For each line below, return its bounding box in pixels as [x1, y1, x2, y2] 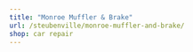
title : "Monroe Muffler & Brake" [9, 12, 133, 22]
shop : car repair [9, 29, 74, 38]
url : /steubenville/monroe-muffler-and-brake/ [9, 21, 185, 30]
